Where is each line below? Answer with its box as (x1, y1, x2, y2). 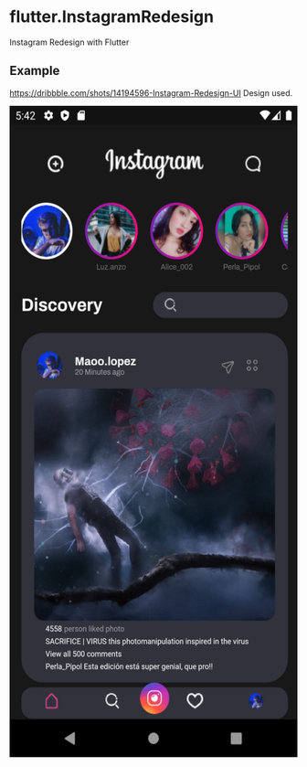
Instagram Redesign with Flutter (9, 37, 130, 48)
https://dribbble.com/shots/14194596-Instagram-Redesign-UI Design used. (9, 87, 293, 98)
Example (9, 63, 60, 79)
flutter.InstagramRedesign (9, 6, 215, 27)
